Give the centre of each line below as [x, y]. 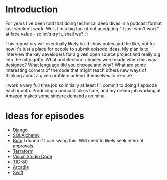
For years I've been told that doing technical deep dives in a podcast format [84, 23]
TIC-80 [20, 162]
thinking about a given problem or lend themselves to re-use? [69, 75]
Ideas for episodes [45, 116]
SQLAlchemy [26, 135]
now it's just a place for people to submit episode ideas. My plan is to [77, 49]
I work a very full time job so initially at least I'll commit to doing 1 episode [81, 85]
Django [20, 130]
